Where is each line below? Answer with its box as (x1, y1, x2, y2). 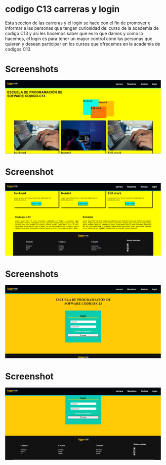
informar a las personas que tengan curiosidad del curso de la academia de (5, 25, 159, 31)
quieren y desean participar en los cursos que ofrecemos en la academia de (5, 41, 161, 47)
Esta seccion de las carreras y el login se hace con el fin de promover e (5, 20, 151, 26)
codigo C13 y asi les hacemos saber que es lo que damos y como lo (5, 30, 143, 36)
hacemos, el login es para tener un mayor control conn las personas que (5, 36, 153, 42)
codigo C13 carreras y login (5, 3, 120, 15)
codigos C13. (5, 46, 32, 52)
